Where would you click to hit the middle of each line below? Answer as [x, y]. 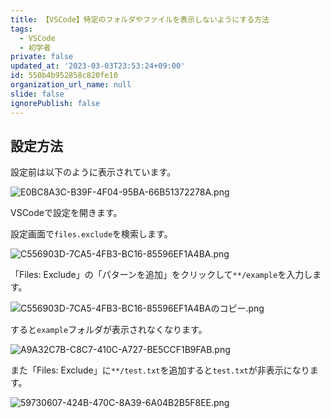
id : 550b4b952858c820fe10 [64, 76]
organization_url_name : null [71, 85]
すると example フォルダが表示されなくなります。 [109, 330]
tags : [21, 29]
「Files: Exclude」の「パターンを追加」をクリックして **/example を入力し [161, 275]
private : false [42, 57]
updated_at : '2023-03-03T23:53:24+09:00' [98, 66]
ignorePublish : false [55, 103]
